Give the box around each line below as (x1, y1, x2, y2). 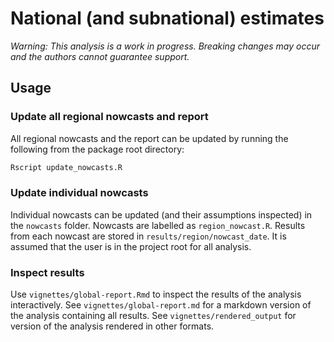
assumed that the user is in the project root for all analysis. (10, 240, 252, 252)
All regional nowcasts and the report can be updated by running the (10, 132, 289, 144)
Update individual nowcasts (10, 186, 149, 200)
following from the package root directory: (10, 143, 185, 155)
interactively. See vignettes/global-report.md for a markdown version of (10, 299, 312, 311)
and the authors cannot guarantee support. (10, 50, 190, 62)
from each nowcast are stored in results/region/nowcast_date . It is (10, 230, 287, 242)
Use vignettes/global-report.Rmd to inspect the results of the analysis (10, 288, 302, 301)
